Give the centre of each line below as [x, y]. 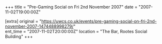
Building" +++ [19, 36]
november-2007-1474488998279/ [39, 26]
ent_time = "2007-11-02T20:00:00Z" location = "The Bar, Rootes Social [76, 31]
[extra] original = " [23, 21]
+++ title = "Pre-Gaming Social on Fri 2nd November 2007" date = [71, 7]
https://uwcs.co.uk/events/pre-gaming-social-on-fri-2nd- [99, 21]
